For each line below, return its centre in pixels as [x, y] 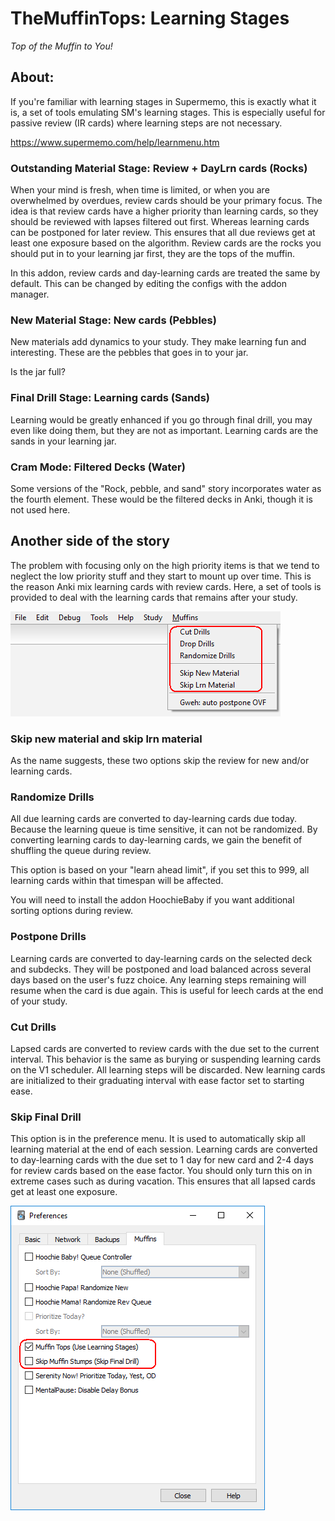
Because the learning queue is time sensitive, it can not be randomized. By [164, 829]
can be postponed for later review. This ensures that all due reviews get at [163, 233]
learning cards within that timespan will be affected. [117, 881]
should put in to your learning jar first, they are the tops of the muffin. [152, 254]
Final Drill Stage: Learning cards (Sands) [110, 398]
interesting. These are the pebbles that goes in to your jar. [129, 353]
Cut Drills [33, 1027]
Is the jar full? [38, 372]
